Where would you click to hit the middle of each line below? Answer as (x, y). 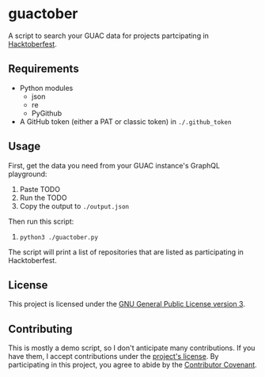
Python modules (46, 88)
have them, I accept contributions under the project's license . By (114, 356)
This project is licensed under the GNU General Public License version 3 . (127, 304)
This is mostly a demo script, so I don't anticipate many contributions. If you (132, 348)
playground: (28, 174)
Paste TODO (40, 189)
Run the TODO (43, 198)
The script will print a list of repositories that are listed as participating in (126, 252)
